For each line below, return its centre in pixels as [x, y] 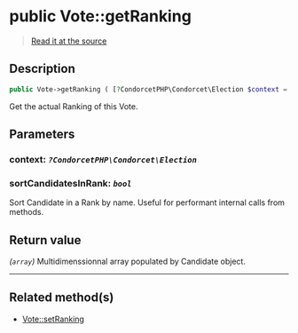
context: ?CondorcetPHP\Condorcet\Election [103, 159]
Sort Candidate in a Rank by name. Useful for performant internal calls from [147, 202]
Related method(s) [62, 298]
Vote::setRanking [53, 319]
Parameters [42, 135]
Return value [45, 240]
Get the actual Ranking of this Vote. [74, 106]
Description [42, 69]
